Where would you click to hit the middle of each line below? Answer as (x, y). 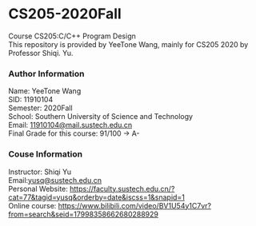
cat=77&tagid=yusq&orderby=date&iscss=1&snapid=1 (97, 197)
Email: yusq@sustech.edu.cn (55, 180)
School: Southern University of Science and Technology (101, 117)
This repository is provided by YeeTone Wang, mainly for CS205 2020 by (128, 44)
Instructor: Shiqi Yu (40, 172)
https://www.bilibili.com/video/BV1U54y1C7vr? (135, 205)
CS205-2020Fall (65, 14)
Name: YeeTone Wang (45, 91)
